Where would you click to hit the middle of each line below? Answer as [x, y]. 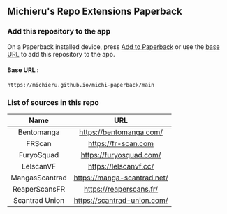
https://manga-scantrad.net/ [121, 178]
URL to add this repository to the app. [61, 54]
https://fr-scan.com [121, 144]
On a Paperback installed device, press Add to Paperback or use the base [113, 47]
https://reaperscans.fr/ [121, 190]
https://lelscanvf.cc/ [121, 166]
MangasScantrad [39, 178]
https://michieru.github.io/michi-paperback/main [81, 85]
